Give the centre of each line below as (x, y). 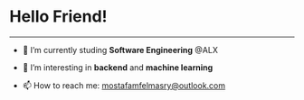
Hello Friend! (58, 17)
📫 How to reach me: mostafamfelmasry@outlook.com (124, 85)
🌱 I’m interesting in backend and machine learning (118, 67)
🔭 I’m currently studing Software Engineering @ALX (120, 50)
